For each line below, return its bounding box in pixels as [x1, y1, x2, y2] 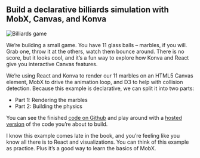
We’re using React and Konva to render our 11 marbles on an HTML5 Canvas [6, 72, 193, 79]
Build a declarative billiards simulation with [6, 5, 169, 15]
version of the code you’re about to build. [6, 120, 108, 128]
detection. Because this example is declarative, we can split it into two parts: [6, 85, 195, 92]
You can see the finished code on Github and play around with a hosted [6, 114, 182, 121]
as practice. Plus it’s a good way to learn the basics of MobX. [6, 144, 156, 151]
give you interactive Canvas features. [6, 60, 98, 67]
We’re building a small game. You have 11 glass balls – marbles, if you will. [6, 41, 187, 48]
